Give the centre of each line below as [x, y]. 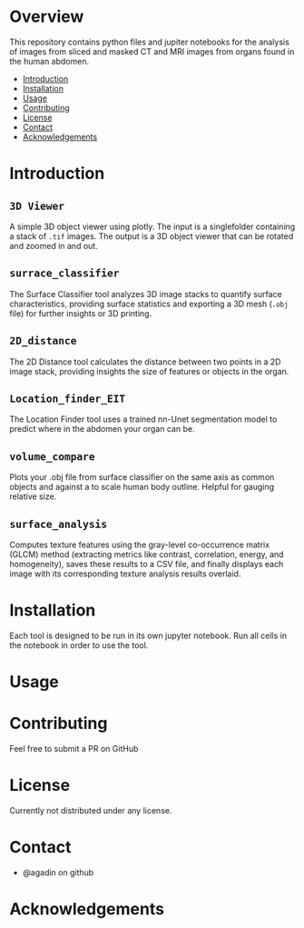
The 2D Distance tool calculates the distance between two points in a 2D [145, 362]
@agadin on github [58, 872]
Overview [47, 17]
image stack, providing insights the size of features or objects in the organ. [149, 371]
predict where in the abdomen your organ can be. [102, 429]
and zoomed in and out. [54, 245]
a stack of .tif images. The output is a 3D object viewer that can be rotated [152, 236]
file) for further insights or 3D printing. [81, 313]
